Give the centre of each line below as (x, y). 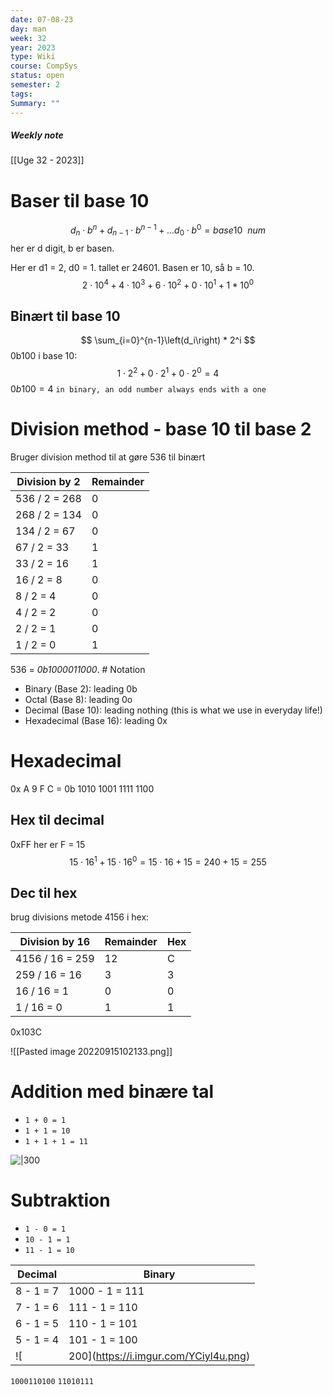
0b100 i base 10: (44, 356)
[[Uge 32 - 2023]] (47, 160)
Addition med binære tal (112, 1092)
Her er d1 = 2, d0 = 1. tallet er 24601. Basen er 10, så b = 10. (132, 267)
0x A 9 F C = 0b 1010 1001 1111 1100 (82, 788)
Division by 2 (48, 481)
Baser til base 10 (80, 200)
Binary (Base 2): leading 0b (81, 688)
